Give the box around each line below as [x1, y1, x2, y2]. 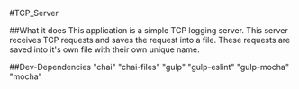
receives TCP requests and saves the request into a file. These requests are [9, 35, 291, 45]
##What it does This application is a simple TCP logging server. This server [9, 25, 288, 35]
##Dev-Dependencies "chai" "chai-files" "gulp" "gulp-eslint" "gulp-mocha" [9, 62, 290, 72]
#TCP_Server [9, 8, 59, 18]
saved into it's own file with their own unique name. [9, 44, 200, 55]
